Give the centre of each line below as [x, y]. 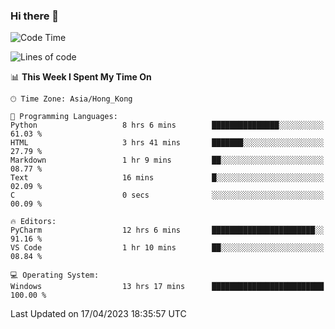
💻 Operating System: [55, 275]
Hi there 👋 [35, 16]
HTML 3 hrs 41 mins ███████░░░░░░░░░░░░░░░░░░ [167, 143]
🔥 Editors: [33, 222]
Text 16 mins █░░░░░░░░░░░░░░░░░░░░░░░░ [167, 178]
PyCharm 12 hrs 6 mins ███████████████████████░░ [167, 230]
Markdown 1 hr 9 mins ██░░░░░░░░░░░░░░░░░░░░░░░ [167, 160]
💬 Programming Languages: [64, 117]
